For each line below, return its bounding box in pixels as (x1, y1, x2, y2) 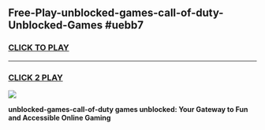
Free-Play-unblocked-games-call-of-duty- (8, 6, 224, 20)
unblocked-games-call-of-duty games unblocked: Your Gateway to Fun (8, 104, 248, 113)
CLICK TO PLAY (8, 43, 69, 54)
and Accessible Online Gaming (8, 113, 111, 122)
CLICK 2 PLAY (8, 72, 63, 83)
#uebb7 (105, 19, 144, 32)
